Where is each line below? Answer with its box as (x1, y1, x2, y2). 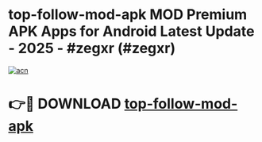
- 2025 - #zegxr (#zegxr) (8, 40, 176, 57)
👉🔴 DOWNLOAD (8, 95, 121, 113)
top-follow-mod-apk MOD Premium (8, 6, 248, 24)
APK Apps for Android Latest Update (8, 22, 255, 40)
